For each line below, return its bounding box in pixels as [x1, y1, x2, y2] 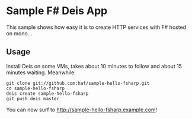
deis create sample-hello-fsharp [6, 90, 89, 97]
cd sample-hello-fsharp [6, 85, 65, 91]
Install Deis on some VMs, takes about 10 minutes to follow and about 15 [6, 62, 183, 70]
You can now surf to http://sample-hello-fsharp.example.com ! [6, 106, 158, 113]
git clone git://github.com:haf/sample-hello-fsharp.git [6, 80, 150, 86]
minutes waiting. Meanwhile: [6, 69, 76, 76]
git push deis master [6, 95, 60, 101]
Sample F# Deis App [6, 4, 108, 18]
